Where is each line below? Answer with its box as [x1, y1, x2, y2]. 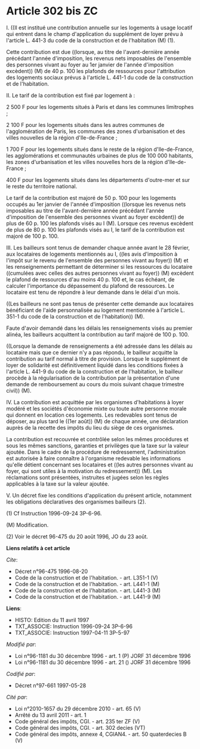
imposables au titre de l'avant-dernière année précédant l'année [6, 207, 165, 214]
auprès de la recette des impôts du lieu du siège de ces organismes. [6, 424, 174, 431]
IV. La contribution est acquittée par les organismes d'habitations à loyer [6, 398, 184, 405]
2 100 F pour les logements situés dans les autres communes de [6, 121, 165, 128]
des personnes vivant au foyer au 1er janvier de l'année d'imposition [6, 61, 174, 68]
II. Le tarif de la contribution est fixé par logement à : [6, 92, 136, 99]
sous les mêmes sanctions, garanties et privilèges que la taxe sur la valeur [6, 442, 189, 449]
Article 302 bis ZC [6, 4, 99, 18]
